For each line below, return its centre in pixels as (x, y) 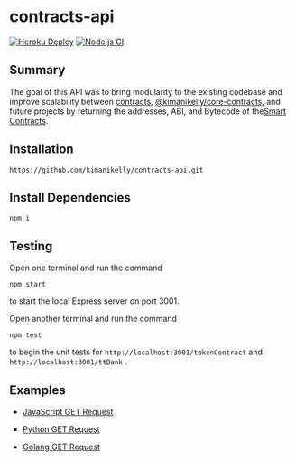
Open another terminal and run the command (93, 319)
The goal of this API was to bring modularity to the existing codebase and (146, 91)
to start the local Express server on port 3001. (94, 301)
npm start (28, 285)
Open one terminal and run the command (86, 268)
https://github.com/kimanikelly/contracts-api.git (106, 170)
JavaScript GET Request (68, 412)
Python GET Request (61, 429)
